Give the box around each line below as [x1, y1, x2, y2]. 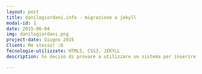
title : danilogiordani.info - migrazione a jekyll [6, 14, 137, 20]
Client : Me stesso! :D [6, 43, 64, 49]
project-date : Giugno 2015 [6, 37, 74, 43]
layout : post [6, 8, 39, 15]
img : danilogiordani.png [6, 31, 69, 37]
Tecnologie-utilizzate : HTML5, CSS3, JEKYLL [6, 48, 120, 54]
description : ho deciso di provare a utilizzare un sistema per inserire [6, 54, 197, 60]
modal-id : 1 [6, 20, 36, 26]
